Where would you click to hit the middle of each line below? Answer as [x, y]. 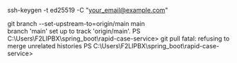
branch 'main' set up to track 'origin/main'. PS [74, 31]
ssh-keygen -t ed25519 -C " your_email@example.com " [88, 10]
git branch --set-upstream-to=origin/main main [76, 23]
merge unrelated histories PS [50, 46]
